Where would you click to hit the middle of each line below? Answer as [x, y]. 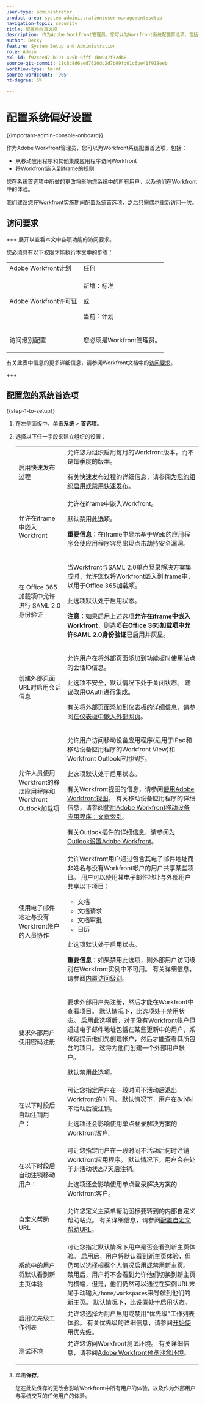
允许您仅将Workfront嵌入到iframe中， [139, 576]
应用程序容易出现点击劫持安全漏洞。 [137, 543]
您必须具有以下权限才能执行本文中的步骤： [60, 252]
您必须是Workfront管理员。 [122, 340]
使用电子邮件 [37, 908]
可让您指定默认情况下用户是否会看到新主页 [128, 1247]
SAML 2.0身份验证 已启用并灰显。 [121, 635]
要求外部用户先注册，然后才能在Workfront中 [130, 1002]
